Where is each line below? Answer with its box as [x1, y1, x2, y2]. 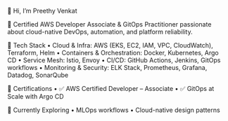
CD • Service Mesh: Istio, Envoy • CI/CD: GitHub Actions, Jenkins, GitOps [7, 56, 221, 64]
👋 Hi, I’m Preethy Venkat [7, 7, 77, 15]
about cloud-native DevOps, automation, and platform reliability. [7, 28, 193, 36]
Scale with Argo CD [7, 92, 65, 101]
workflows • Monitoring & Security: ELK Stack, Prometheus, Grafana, [7, 64, 208, 71]
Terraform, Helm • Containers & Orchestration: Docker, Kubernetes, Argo [7, 49, 220, 57]
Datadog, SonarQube [7, 71, 69, 79]
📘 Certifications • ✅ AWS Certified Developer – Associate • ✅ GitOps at [7, 85, 215, 92]
